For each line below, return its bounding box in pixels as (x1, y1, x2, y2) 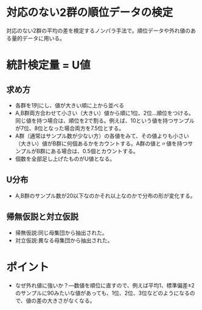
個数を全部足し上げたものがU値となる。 (15, 155, 116, 162)
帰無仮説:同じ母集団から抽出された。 (15, 229, 108, 236)
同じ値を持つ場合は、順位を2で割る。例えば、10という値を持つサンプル (15, 117, 195, 124)
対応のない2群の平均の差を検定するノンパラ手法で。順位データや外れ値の (6, 27, 190, 34)
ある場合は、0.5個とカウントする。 (50, 147, 139, 154)
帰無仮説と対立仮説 (6, 212, 78, 222)
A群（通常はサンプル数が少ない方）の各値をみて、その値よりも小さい (15, 132, 190, 139)
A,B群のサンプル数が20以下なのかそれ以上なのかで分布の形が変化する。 (15, 192, 196, 199)
